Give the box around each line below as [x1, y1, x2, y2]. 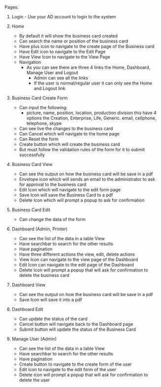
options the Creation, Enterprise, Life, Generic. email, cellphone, [26, 115, 157, 121]
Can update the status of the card [19, 316, 88, 322]
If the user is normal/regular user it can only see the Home [33, 80, 152, 86]
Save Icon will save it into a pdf [19, 297, 82, 302]
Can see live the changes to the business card [19, 126, 113, 131]
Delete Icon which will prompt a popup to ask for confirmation [19, 197, 145, 203]
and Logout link [33, 86, 65, 91]
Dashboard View [11, 282, 46, 288]
